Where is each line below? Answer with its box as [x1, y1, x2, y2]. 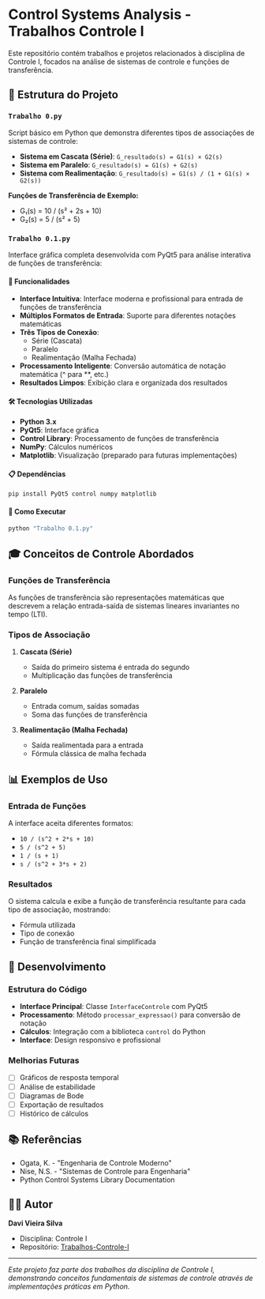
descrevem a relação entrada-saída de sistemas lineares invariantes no [8, 601, 240, 611]
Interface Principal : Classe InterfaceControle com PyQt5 [19, 1002, 208, 1011]
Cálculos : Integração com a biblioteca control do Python [19, 1027, 207, 1037]
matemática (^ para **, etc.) [19, 370, 109, 379]
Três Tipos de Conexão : [19, 328, 99, 337]
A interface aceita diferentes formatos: [8, 819, 134, 828]
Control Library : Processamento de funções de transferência [19, 434, 219, 443]
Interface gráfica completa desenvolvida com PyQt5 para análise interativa [8, 250, 251, 259]
